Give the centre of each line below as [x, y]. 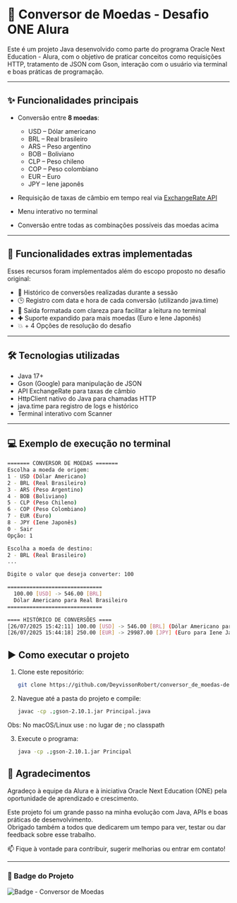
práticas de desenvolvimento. [50, 819]
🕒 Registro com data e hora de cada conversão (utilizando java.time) [118, 300]
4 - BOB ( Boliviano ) [38, 496]
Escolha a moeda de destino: [50, 548]
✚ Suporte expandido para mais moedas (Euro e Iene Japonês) [109, 318]
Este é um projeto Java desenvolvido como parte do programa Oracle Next [116, 49]
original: [19, 278]
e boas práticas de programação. [56, 71]
